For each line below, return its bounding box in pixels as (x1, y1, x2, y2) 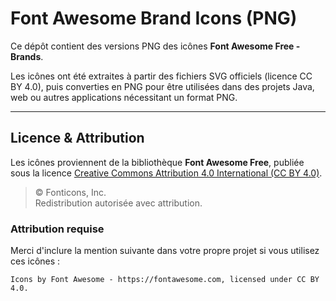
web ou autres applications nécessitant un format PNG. (10, 91, 238, 103)
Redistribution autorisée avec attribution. (34, 197, 203, 209)
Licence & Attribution (10, 130, 145, 147)
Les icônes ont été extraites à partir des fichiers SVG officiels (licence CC (10, 70, 313, 82)
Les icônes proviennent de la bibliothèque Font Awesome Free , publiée (10, 156, 305, 168)
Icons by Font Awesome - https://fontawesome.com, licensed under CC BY (10, 275, 320, 285)
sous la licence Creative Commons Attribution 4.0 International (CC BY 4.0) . (10, 167, 323, 179)
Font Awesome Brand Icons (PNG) (10, 7, 298, 30)
